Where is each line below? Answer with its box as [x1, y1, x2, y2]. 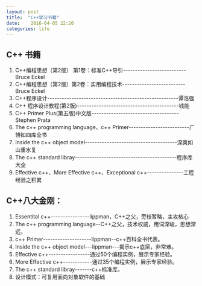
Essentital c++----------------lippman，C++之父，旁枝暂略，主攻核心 [14, 212, 189, 220]
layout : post [6, 8, 39, 15]
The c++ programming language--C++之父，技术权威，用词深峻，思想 [14, 220, 191, 227]
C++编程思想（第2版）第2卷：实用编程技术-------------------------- [14, 81, 186, 88]
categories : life [6, 25, 50, 32]
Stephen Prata [14, 116, 51, 124]
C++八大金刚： [6, 195, 63, 206]
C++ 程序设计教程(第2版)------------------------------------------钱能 [14, 102, 190, 109]
